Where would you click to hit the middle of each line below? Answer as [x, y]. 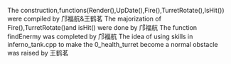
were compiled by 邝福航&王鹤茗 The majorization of [85, 18]
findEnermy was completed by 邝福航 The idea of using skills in [100, 36]
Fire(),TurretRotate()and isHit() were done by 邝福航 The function [102, 27]
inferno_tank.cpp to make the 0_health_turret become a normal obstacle [113, 44]
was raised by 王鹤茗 [38, 53]
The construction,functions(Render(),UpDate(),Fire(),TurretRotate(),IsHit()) [116, 10]
